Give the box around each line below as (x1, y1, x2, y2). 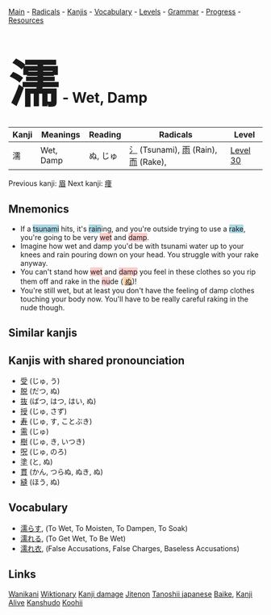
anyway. (19, 258, 48, 267)
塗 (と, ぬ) (19, 457, 53, 466)
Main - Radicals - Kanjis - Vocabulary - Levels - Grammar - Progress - (8, 7, 242, 16)
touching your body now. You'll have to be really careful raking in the (19, 294, 248, 304)
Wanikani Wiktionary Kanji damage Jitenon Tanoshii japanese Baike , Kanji (8, 589, 252, 599)
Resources (8, 15, 44, 25)
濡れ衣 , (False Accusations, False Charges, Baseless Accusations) (19, 543, 240, 553)
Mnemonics (8, 202, 70, 217)
